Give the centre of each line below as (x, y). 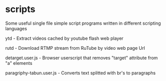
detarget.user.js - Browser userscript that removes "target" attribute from (81, 58)
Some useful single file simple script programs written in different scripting (83, 23)
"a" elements (19, 63)
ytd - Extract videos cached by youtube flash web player (65, 38)
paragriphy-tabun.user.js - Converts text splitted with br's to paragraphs (80, 73)
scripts (20, 9)
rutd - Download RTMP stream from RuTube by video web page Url (75, 48)
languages (16, 28)
